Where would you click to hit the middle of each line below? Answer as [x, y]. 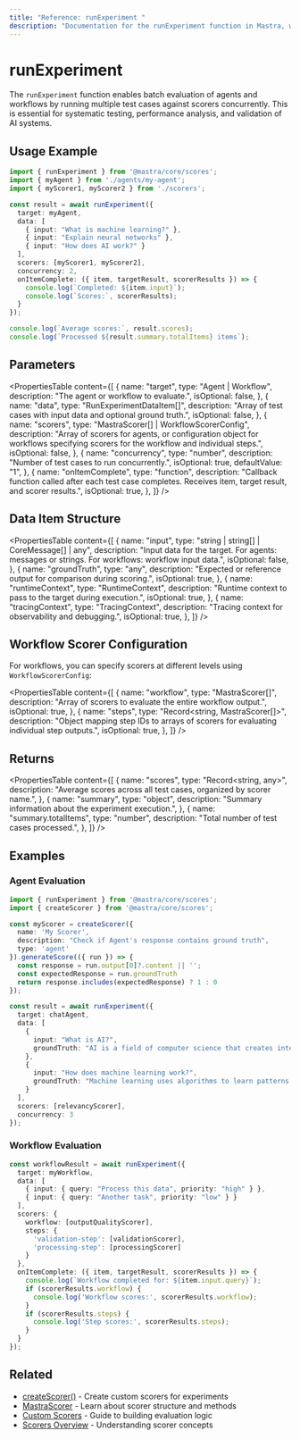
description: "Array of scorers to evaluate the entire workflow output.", [138, 702]
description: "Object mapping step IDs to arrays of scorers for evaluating [143, 721]
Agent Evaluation [47, 881]
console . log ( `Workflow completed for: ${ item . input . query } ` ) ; [143, 1281]
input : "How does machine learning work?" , [115, 1073]
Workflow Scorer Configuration [99, 644]
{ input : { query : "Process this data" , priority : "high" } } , [146, 1189]
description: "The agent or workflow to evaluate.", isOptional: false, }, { [139, 396]
